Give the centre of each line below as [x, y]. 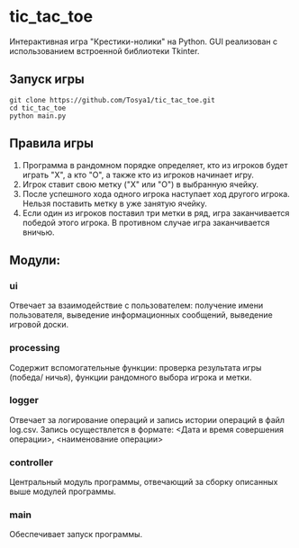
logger [24, 400]
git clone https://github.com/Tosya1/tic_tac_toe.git [113, 100]
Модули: [35, 260]
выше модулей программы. [63, 491]
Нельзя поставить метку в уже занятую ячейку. [114, 203]
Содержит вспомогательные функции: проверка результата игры [136, 367]
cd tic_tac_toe [38, 108]
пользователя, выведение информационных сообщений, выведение [141, 315]
